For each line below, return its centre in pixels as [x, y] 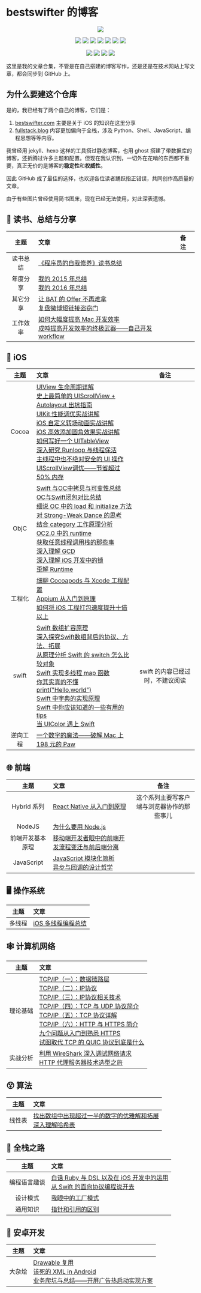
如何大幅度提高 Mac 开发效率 [79, 319]
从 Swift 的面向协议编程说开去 [93, 1187]
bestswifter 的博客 [52, 12]
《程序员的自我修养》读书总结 [80, 263]
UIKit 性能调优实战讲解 [68, 414]
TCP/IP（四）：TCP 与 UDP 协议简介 [89, 1006]
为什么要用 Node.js [80, 827]
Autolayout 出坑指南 [64, 405]
